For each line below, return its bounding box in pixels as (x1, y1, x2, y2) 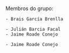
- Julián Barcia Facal (5, 26, 61, 32)
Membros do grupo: (5, 5, 54, 12)
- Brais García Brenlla (5, 16, 64, 22)
